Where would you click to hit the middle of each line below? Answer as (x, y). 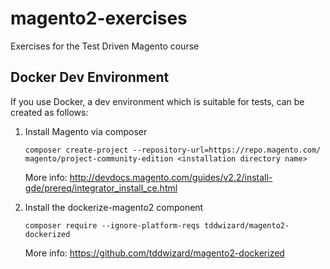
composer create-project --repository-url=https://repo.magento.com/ (173, 150)
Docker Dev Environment (90, 77)
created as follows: (49, 112)
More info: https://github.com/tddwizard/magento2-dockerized (154, 253)
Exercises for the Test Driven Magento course (105, 46)
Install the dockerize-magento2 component (114, 207)
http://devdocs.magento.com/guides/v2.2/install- (171, 177)
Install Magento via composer (86, 131)
